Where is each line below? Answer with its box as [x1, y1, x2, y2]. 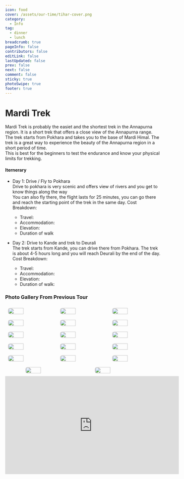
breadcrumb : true [5, 40, 41, 45]
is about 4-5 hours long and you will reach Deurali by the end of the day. [12, 250, 161, 256]
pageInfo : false [5, 44, 39, 49]
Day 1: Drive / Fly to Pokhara [12, 178, 70, 184]
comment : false [5, 72, 37, 77]
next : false [5, 68, 30, 73]
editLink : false [5, 53, 39, 59]
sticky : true [5, 77, 32, 82]
